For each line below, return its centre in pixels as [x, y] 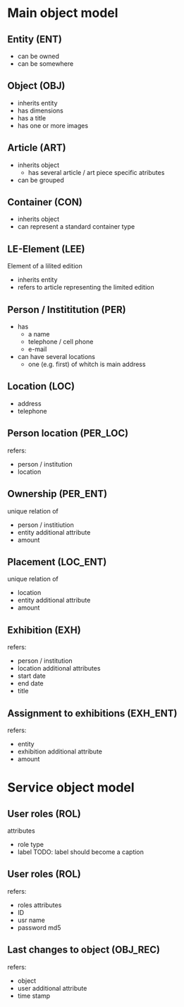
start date [31, 676]
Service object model [71, 788]
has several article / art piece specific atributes [96, 172]
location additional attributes [59, 669]
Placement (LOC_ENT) [57, 562]
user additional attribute [52, 988]
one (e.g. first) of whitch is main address [87, 364]
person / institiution [45, 525]
